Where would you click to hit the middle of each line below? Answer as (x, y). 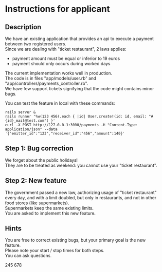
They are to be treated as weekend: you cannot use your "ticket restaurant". (81, 165)
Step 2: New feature (36, 181)
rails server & (20, 112)
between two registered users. (36, 44)
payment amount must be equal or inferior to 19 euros (66, 58)
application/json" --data (31, 129)
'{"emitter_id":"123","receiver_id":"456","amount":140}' (65, 134)
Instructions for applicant (58, 9)
